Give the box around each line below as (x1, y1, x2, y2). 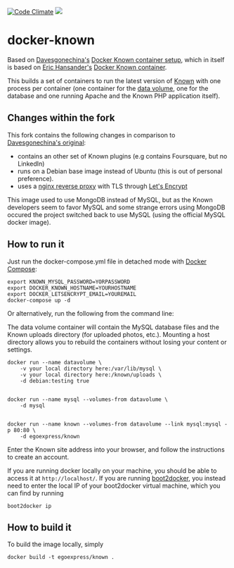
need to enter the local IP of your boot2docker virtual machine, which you (7, 481, 221, 490)
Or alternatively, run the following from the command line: (7, 309, 174, 317)
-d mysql (20, 402, 46, 409)
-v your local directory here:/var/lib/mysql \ (20, 365, 162, 372)
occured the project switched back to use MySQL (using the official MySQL (7, 210, 226, 218)
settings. (7, 345, 33, 354)
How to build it (7, 521, 72, 533)
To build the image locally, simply (7, 540, 104, 549)
